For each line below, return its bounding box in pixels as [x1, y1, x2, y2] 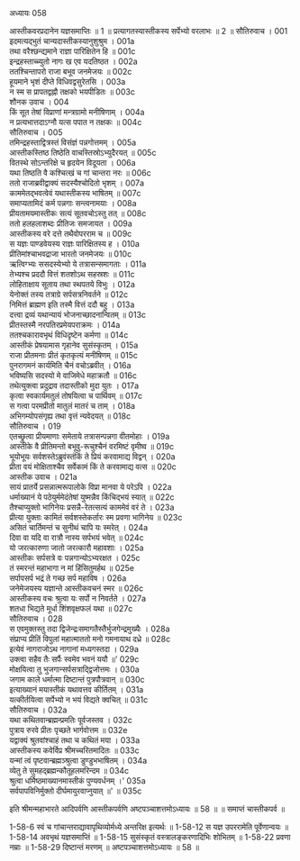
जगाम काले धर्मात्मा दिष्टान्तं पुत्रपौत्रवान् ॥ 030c [9, 675, 146, 684]
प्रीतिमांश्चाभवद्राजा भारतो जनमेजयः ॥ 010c [9, 249, 132, 259]
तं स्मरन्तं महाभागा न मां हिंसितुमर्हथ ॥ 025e [9, 563, 135, 573]
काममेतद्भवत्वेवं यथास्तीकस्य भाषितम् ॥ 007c [9, 188, 141, 198]
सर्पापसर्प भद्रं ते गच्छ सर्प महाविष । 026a [9, 573, 127, 584]
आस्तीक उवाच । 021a [9, 472, 78, 482]
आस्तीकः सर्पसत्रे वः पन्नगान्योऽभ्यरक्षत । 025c [9, 553, 141, 563]
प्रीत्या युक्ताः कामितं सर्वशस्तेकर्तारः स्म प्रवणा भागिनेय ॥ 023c [9, 512, 183, 522]
